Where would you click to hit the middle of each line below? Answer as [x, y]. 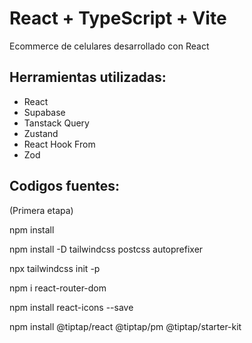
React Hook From [59, 144]
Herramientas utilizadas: [88, 77]
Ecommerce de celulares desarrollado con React [109, 46]
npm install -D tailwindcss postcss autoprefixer [106, 249]
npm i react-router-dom [58, 288]
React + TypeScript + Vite [118, 18]
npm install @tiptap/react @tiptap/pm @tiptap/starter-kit [125, 326]
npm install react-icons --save [71, 307]
